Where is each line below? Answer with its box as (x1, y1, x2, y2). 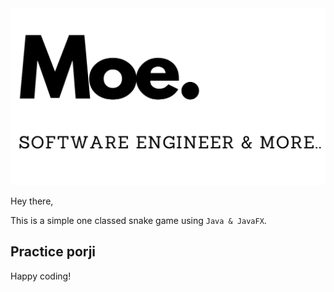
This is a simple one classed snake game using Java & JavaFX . (10, 215, 267, 226)
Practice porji (10, 243, 97, 261)
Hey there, (10, 195, 54, 207)
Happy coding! (10, 270, 72, 282)
